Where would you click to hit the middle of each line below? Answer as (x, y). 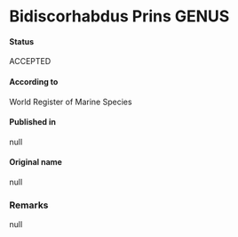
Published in (32, 122)
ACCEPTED (30, 61)
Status (22, 41)
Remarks (29, 205)
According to (34, 81)
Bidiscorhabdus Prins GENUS (119, 16)
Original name (36, 162)
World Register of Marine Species (71, 102)
